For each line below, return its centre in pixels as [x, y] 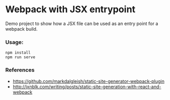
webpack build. [22, 29]
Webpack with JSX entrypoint [70, 9]
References [20, 70]
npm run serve [20, 57]
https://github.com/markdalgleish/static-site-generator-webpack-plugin [89, 81]
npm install [18, 53]
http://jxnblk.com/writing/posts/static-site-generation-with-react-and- [87, 86]
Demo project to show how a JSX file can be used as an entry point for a [82, 23]
